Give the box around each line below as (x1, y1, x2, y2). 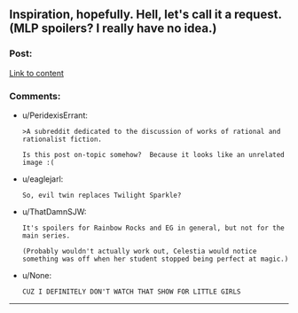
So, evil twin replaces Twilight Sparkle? (21, 191, 182, 200)
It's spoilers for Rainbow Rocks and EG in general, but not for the (21, 223, 286, 232)
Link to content (9, 67, 65, 78)
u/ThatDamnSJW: (21, 206, 87, 216)
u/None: (21, 270, 52, 280)
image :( (21, 158, 55, 167)
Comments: (9, 90, 61, 102)
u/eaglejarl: (21, 173, 64, 184)
